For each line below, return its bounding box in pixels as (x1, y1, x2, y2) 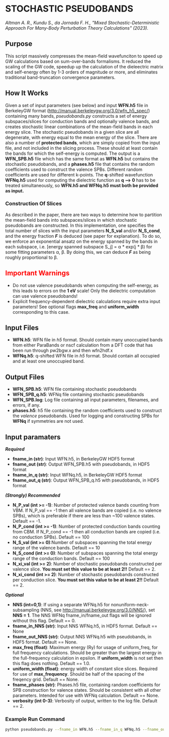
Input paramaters (5, 433, 61, 441)
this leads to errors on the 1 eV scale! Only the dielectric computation (12, 288, 156, 294)
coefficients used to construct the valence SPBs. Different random (5, 166, 142, 172)
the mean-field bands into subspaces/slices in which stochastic (5, 217, 137, 223)
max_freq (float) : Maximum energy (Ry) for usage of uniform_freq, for (12, 644, 158, 651)
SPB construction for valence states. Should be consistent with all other (12, 687, 161, 693)
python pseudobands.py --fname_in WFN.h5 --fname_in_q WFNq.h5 (5, 727, 141, 732)
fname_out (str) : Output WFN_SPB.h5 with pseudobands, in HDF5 (12, 461, 150, 468)
